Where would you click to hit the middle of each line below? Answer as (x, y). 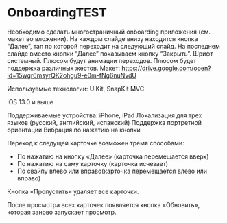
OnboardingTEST (57, 13)
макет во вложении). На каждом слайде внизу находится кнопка (103, 38)
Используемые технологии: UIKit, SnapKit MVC (76, 89)
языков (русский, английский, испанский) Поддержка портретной (105, 122)
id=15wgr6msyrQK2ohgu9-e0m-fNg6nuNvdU (72, 75)
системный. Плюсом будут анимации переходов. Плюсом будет (102, 60)
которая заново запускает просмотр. (62, 212)
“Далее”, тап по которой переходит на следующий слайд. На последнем (114, 46)
